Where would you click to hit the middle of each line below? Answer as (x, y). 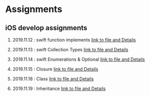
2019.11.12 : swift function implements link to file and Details (74, 40)
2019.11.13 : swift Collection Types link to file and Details (70, 50)
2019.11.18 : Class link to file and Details (53, 79)
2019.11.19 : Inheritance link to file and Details (59, 88)
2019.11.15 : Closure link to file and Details (55, 69)
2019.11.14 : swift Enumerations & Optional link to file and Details (79, 59)
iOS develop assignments (46, 28)
